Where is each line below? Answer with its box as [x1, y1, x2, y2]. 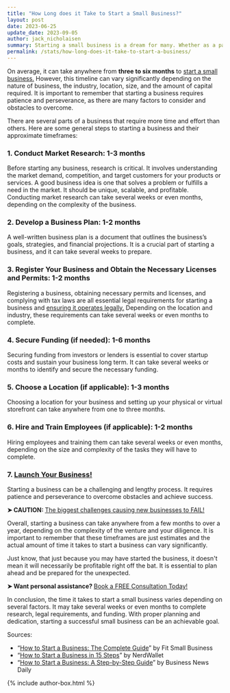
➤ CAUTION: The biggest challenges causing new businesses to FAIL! [7, 505, 205, 514]
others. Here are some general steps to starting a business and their [7, 124, 200, 132]
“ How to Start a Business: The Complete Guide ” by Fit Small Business [16, 644, 214, 652]
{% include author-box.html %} [7, 679, 95, 687]
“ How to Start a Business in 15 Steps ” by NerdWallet [16, 651, 164, 659]
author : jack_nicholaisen [7, 36, 81, 42]
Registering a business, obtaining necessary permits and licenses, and [7, 289, 207, 297]
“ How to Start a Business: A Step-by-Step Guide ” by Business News [16, 658, 209, 666]
